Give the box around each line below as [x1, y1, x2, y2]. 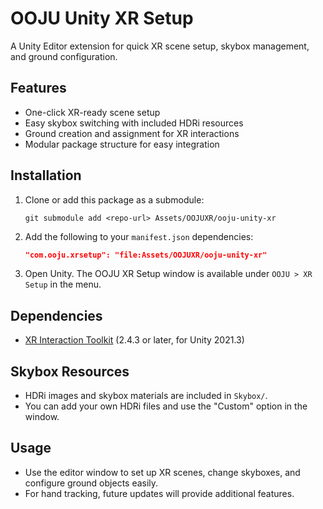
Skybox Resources [10, 363, 130, 380]
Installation [10, 167, 82, 184]
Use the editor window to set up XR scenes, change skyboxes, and [24, 466, 301, 478]
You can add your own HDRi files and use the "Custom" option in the [24, 400, 308, 412]
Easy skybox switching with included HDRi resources [24, 117, 244, 129]
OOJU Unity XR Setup [10, 7, 194, 30]
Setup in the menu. [24, 278, 102, 291]
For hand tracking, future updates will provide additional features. [24, 487, 295, 499]
